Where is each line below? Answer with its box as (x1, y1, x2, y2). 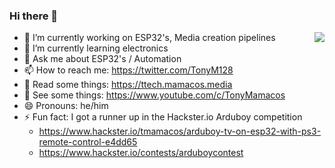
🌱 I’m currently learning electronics (23, 42, 169, 54)
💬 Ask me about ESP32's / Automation (23, 53, 182, 65)
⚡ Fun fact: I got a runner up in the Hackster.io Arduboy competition (23, 111, 303, 123)
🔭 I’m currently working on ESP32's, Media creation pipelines (23, 32, 276, 44)
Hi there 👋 (9, 9, 59, 23)
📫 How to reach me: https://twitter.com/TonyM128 (23, 64, 234, 76)
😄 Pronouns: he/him (23, 100, 109, 112)
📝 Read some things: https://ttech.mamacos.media (23, 79, 233, 91)
